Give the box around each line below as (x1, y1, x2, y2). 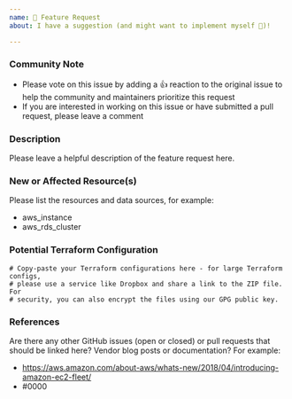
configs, (9, 271, 42, 280)
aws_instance (21, 212, 73, 223)
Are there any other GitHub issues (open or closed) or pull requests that (9, 335, 271, 346)
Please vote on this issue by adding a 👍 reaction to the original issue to (21, 79, 283, 90)
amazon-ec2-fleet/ (21, 372, 92, 382)
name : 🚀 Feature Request (9, 12, 101, 22)
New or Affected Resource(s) (9, 175, 137, 187)
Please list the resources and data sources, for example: (9, 195, 214, 206)
